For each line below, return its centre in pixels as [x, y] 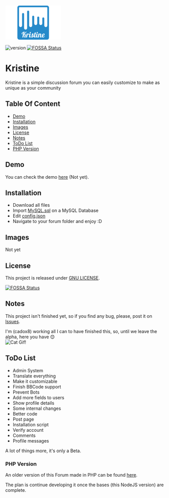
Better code [25, 413]
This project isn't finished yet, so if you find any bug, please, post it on [79, 316]
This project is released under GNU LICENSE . [53, 278]
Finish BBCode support [37, 386]
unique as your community [33, 88]
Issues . [13, 321]
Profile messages [31, 440]
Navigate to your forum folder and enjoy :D [57, 222]
